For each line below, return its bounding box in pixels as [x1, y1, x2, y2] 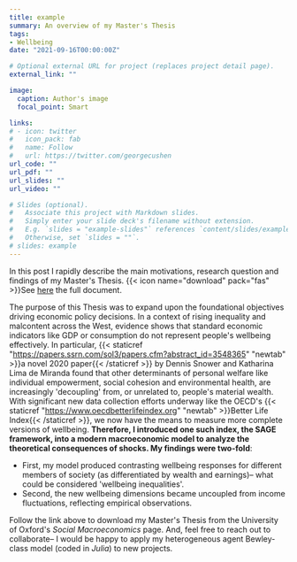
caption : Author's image [17, 94, 109, 103]
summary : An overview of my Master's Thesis [9, 21, 176, 30]
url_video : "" [9, 184, 62, 193]
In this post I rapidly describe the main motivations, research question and [9, 266, 279, 276]
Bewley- [245, 533, 276, 544]
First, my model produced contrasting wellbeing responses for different [21, 459, 283, 470]
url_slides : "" [9, 176, 65, 185]
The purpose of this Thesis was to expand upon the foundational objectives [9, 302, 285, 312]
